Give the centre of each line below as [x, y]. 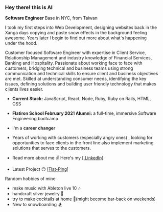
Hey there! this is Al [29, 7]
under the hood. [21, 43]
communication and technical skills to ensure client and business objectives [81, 74]
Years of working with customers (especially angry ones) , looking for [82, 138]
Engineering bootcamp [35, 119]
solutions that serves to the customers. [51, 148]
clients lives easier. [24, 89]
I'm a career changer [34, 128]
